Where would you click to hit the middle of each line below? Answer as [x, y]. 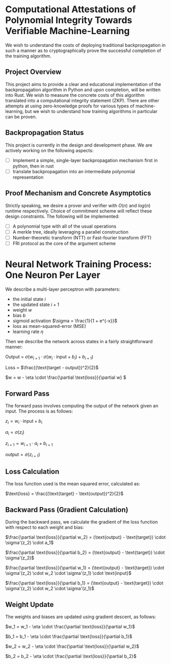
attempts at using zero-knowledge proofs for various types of [70, 106]
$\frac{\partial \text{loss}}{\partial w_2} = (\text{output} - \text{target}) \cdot [85, 537]
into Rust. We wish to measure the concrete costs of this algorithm [75, 95]
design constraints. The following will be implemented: [62, 216]
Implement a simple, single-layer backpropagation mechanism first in [85, 160]
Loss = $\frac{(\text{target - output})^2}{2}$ [52, 368]
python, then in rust [33, 166]
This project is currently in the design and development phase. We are [79, 145]
